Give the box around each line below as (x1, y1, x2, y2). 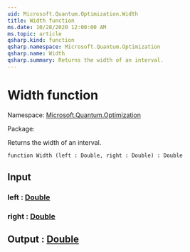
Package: (7, 124, 36, 133)
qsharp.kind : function (7, 37, 75, 44)
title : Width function (7, 17, 75, 24)
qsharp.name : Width (7, 50, 65, 57)
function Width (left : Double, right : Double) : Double (7, 152, 183, 159)
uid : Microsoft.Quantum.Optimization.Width (7, 10, 139, 18)
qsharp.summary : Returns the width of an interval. (7, 57, 164, 64)
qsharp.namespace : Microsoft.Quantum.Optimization (7, 43, 161, 50)
